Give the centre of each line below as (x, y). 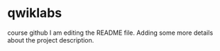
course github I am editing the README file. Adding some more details (110, 33)
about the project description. (51, 40)
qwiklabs (35, 13)
